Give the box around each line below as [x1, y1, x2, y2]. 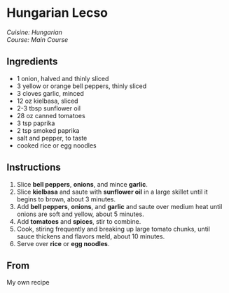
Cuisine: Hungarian [6, 28, 62, 36]
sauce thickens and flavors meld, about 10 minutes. [16, 232, 165, 241]
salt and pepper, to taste [16, 134, 88, 142]
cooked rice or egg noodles [16, 141, 97, 150]
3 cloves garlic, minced [16, 89, 85, 97]
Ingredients [6, 56, 58, 68]
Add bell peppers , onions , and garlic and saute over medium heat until [16, 202, 223, 210]
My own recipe [6, 278, 50, 287]
